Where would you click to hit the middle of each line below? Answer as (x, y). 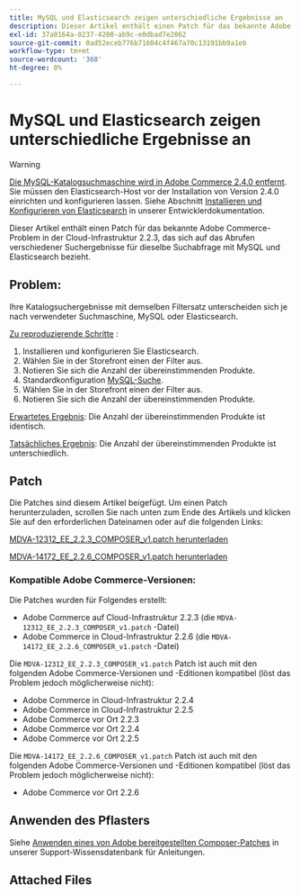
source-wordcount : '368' (56, 59)
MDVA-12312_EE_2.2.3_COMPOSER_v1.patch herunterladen (119, 539)
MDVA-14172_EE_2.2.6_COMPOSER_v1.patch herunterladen (119, 557)
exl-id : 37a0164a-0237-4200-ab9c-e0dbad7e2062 (98, 34)
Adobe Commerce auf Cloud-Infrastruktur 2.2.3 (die (119, 617)
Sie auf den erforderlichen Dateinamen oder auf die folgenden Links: (136, 522)
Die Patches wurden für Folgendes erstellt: (88, 600)
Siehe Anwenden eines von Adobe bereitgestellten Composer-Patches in (144, 842)
